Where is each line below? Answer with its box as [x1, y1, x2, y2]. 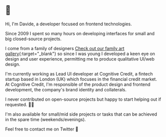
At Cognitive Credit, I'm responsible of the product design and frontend [5, 81, 151, 87]
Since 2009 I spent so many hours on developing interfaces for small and [5, 30, 155, 36]
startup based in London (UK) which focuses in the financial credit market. [5, 76, 157, 82]
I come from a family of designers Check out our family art [5, 45, 125, 51]
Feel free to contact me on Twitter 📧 [5, 126, 78, 132]
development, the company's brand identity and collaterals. [5, 86, 127, 92]
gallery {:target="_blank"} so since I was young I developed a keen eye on [5, 51, 155, 57]
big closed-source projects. [5, 36, 62, 42]
